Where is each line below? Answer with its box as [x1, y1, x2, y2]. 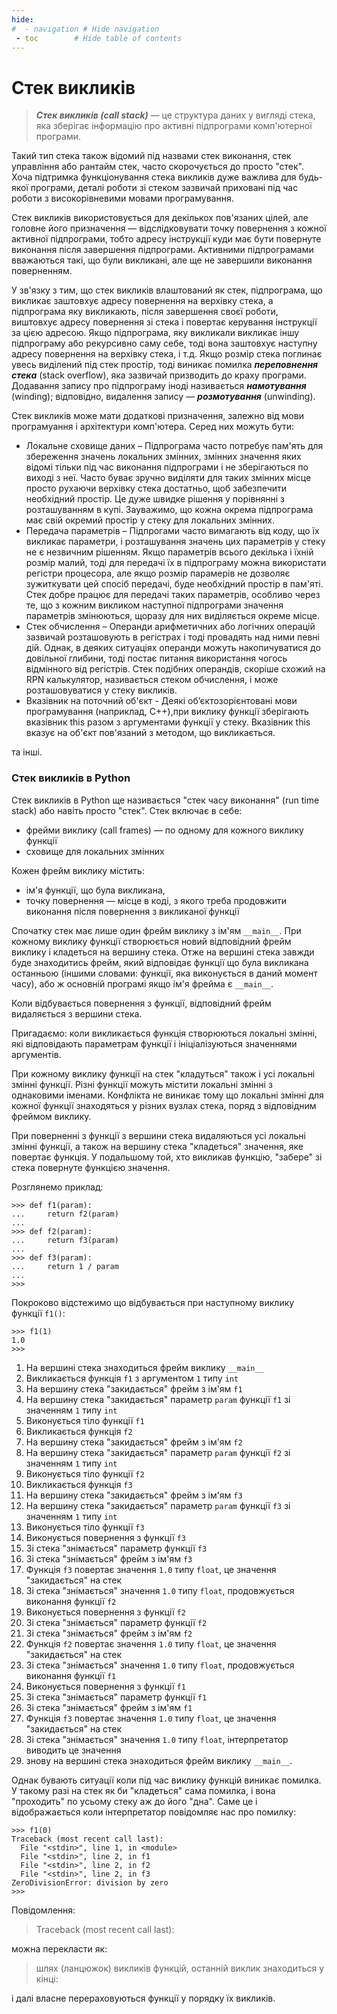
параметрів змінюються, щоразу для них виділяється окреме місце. [25, 610, 320, 622]
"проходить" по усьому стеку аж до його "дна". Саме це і [11, 1795, 258, 1807]
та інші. [11, 746, 43, 758]
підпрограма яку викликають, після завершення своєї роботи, [11, 306, 279, 318]
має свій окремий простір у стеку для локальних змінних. [25, 514, 275, 526]
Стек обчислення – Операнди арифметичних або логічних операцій [25, 621, 316, 633]
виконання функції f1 [25, 1669, 117, 1681]
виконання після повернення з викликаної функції [25, 905, 240, 917]
